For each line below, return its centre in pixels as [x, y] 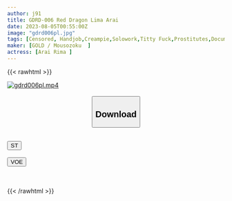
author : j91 [24, 13]
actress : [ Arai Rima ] [40, 52]
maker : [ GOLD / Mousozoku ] [49, 46]
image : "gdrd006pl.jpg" [41, 33]
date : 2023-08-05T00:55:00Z [48, 26]
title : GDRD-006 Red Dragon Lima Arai [63, 20]
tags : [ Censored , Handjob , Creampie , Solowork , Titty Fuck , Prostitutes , [109, 39]
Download [116, 114]
